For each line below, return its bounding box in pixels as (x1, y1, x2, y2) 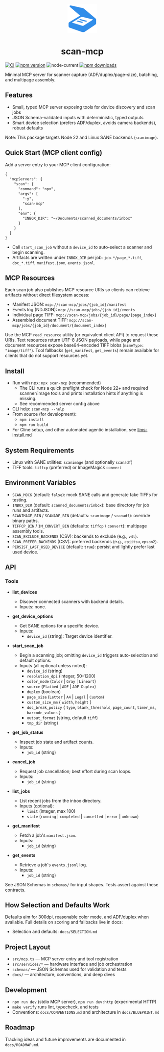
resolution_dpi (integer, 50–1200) (26, 673, 96, 679)
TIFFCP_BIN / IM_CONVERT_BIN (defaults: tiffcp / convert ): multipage (12, 523, 147, 528)
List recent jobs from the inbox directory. (19, 798, 102, 803)
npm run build (19, 423, 48, 427)
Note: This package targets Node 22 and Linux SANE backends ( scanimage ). (5, 134, 158, 140)
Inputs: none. (19, 603, 47, 609)
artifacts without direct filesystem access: (5, 292, 90, 298)
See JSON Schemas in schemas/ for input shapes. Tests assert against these (5, 881, 159, 887)
